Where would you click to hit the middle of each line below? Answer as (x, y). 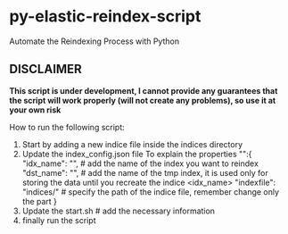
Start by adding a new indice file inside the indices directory (132, 144)
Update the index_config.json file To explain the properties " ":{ (137, 154)
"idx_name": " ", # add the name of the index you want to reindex (140, 163)
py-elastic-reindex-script (105, 17)
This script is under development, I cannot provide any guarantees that (144, 90)
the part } (40, 201)
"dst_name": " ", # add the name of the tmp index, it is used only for (145, 172)
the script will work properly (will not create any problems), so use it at (143, 100)
